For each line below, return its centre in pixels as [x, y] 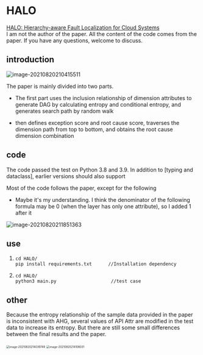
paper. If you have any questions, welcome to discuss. [75, 40]
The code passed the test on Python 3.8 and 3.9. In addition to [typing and [100, 170]
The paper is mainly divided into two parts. [60, 86]
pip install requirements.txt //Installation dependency [96, 264]
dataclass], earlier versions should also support [66, 176]
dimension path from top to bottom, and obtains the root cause [94, 129]
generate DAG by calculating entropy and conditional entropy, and [98, 104]
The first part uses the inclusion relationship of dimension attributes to [103, 98]
